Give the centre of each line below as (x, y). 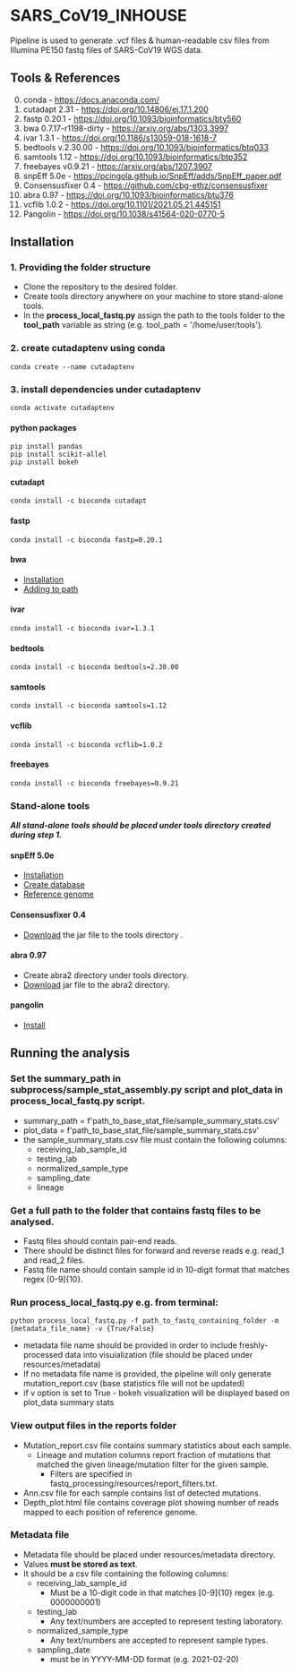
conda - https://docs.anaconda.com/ (91, 99)
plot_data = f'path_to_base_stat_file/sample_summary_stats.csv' (141, 1130)
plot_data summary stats (69, 1403)
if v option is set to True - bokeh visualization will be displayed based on (156, 1393)
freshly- (254, 1345)
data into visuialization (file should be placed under (159, 1355)
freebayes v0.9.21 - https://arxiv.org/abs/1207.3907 (118, 166)
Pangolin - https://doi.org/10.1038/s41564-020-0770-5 (124, 214)
